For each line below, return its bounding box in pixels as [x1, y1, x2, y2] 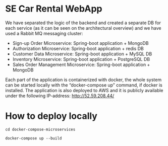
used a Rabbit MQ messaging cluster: [5, 30, 83, 36]
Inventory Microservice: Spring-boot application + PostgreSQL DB [12, 56, 150, 62]
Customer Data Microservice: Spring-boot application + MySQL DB [12, 51, 152, 57]
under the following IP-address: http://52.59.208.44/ [5, 93, 115, 99]
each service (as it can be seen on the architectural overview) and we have [5, 25, 161, 31]
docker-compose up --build [5, 135, 62, 141]
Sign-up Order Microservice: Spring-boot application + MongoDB [12, 40, 149, 46]
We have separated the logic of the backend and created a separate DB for [5, 20, 161, 26]
